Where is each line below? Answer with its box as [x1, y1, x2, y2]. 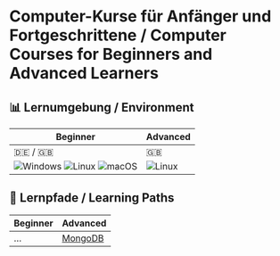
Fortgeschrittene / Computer [9, 25, 227, 45]
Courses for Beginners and [9, 45, 213, 64]
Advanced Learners [9, 63, 159, 84]
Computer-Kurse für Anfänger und [9, 6, 272, 27]
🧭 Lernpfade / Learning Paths [9, 190, 175, 206]
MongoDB [62, 232, 104, 244]
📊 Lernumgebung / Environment [9, 100, 194, 115]
